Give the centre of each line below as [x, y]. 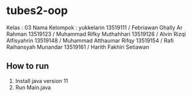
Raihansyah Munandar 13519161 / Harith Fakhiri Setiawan [78, 47]
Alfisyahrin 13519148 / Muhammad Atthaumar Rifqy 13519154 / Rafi [90, 40]
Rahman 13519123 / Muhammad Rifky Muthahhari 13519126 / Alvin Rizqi [96, 34]
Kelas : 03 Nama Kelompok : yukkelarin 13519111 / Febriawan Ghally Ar [94, 27]
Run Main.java [33, 87]
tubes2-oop [37, 11]
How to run [28, 66]
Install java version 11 [42, 81]
